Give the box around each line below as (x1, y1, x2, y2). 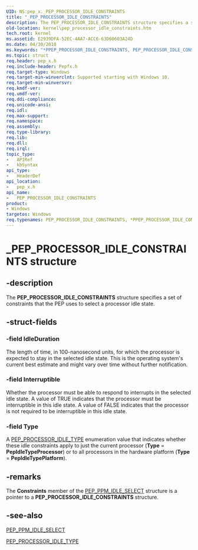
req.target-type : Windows (6, 69, 70, 75)
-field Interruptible (6, 376, 61, 384)
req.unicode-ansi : (6, 101, 51, 108)
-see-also (6, 511, 43, 521)
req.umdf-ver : (6, 91, 41, 97)
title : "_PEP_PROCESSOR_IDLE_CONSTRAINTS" (6, 14, 112, 20)
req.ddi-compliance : (6, 96, 57, 102)
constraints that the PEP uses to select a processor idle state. (6, 300, 155, 307)
